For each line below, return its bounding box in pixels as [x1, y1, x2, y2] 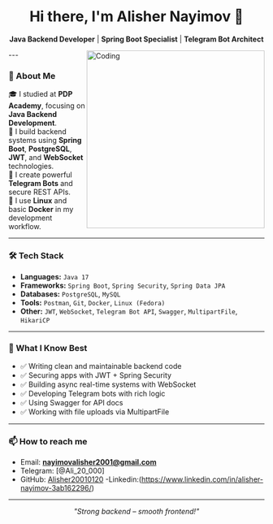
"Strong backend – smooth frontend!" [73, 507, 200, 517]
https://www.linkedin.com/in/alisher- [141, 474, 264, 484]
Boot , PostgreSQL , [8, 144, 72, 154]
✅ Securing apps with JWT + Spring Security [19, 370, 172, 380]
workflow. [8, 222, 41, 232]
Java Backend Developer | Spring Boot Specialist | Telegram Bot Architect [9, 34, 264, 44]
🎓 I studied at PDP [8, 89, 73, 99]
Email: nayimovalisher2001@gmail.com [19, 457, 157, 467]
